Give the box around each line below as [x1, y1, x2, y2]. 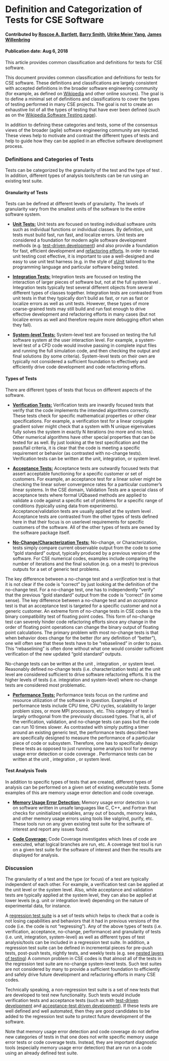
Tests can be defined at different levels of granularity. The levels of [5, 201, 144, 207]
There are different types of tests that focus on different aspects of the [5, 387, 152, 393]
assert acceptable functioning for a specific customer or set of [12, 470, 142, 477]
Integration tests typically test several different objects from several [12, 284, 153, 290]
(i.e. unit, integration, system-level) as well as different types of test [5, 934, 145, 940]
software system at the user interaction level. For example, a [12, 337, 138, 343]
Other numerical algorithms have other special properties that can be [12, 434, 156, 440]
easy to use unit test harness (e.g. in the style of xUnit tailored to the [12, 259, 155, 265]
